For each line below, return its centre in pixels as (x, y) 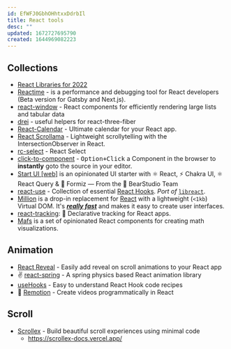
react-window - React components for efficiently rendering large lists (117, 107)
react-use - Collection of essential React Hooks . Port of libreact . (111, 191)
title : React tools (36, 20)
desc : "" (20, 26)
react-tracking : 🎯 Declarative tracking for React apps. (94, 213)
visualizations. (38, 228)
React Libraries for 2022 (52, 84)
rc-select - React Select (52, 151)
